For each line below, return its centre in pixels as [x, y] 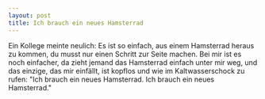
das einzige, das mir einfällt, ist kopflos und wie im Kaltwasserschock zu [127, 70]
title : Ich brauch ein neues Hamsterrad [76, 23]
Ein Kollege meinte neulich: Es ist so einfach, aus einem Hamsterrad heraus [131, 45]
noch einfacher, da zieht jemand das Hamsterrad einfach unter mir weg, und [133, 62]
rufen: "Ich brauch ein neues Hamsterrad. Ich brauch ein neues [111, 79]
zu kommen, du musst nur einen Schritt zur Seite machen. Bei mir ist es [125, 54]
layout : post [30, 15]
